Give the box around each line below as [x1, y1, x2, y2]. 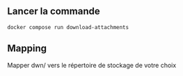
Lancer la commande [7, 6, 100, 17]
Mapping [7, 43, 47, 55]
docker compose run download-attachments [7, 23, 129, 30]
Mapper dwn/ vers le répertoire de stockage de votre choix [7, 61, 177, 69]
